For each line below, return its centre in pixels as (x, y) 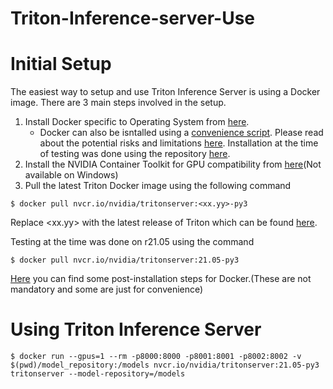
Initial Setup (61, 64)
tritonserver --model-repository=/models (98, 374)
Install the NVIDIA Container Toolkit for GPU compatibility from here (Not (173, 164)
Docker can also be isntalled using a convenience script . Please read (181, 133)
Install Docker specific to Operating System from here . (137, 122)
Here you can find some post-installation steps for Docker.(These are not (161, 279)
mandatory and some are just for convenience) (107, 289)
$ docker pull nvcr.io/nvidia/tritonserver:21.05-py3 (125, 260)
